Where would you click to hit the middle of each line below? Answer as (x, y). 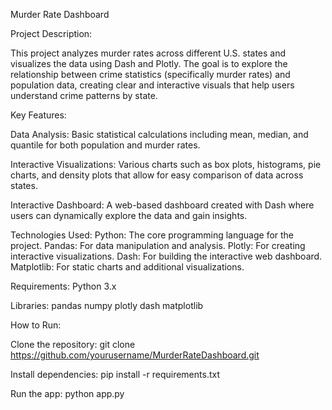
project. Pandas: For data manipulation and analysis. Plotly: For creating (158, 245)
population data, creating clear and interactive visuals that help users (152, 85)
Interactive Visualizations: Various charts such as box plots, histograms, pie (166, 164)
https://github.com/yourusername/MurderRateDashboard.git (135, 355)
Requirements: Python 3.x (63, 286)
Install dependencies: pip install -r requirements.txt (115, 374)
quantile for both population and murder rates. (105, 145)
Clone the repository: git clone (73, 344)
